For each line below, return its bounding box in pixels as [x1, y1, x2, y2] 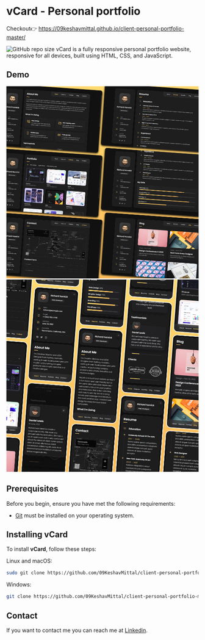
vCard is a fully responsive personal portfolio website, [56, 45, 192, 52]
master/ [6, 34, 26, 41]
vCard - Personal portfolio [6, 4, 141, 18]
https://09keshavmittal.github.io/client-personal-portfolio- [38, 24, 184, 32]
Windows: [6, 581, 32, 588]
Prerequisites [6, 484, 59, 494]
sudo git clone [6, 570, 45, 576]
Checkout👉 [6, 24, 38, 32]
